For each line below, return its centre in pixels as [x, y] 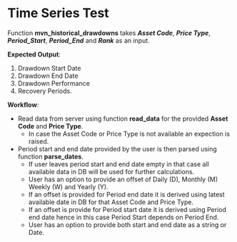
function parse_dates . [50, 156]
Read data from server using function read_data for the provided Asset [123, 119]
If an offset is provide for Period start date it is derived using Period [127, 209]
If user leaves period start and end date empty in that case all [118, 164]
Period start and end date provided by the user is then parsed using [117, 148]
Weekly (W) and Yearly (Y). [68, 186]
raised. [39, 141]
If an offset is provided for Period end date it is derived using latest [126, 194]
